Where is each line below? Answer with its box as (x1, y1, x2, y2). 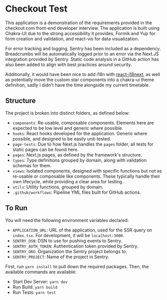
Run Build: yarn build (12, 284, 58, 290)
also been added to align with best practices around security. (5, 61, 132, 67)
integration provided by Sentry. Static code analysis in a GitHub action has (5, 56, 159, 62)
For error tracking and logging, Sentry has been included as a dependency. (5, 45, 161, 51)
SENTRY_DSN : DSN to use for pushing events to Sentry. (12, 238, 122, 244)
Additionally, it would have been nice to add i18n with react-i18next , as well (5, 71, 160, 77)
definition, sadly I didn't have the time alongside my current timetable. (5, 82, 150, 88)
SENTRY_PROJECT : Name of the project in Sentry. (12, 254, 109, 260)
